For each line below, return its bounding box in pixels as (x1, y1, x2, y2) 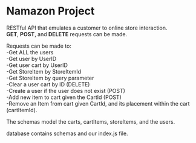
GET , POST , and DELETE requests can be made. (6, 30, 128, 37)
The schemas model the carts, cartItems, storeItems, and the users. (6, 118, 175, 125)
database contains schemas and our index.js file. (6, 130, 128, 137)
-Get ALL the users (6, 48, 54, 56)
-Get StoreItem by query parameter (6, 74, 94, 81)
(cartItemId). (6, 106, 38, 113)
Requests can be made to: (6, 42, 71, 49)
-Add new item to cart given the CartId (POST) (6, 94, 122, 101)
